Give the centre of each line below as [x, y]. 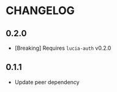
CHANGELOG [40, 11]
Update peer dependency [47, 82]
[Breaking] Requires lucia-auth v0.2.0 [63, 48]
